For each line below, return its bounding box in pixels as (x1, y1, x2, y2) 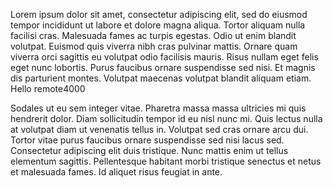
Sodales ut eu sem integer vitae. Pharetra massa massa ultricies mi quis (10, 102, 307, 114)
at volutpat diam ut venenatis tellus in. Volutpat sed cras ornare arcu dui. (10, 124, 309, 135)
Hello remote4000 (10, 83, 86, 94)
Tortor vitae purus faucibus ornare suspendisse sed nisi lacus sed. (10, 134, 285, 146)
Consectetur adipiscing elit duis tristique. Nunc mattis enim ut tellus (10, 145, 289, 156)
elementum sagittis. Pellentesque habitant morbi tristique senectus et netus (10, 155, 322, 167)
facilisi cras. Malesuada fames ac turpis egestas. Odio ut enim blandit (10, 30, 297, 41)
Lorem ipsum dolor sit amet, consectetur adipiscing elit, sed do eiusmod (10, 9, 308, 20)
